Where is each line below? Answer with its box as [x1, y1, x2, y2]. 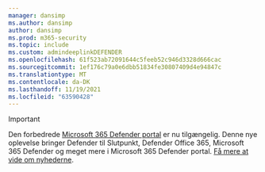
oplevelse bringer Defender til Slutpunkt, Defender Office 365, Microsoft [8, 138, 244, 147]
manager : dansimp [8, 11, 66, 20]
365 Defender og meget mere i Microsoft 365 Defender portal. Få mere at [8, 147, 249, 156]
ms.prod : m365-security [8, 33, 87, 42]
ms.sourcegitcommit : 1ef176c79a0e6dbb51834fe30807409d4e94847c [8, 63, 222, 71]
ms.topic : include [8, 41, 69, 49]
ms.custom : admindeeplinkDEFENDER [8, 48, 123, 56]
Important [8, 114, 40, 124]
